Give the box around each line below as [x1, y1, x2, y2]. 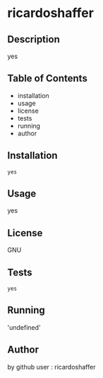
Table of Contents [7, 72, 88, 84]
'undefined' [7, 323, 41, 331]
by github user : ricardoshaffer [7, 362, 96, 371]
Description [7, 33, 60, 45]
